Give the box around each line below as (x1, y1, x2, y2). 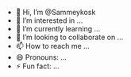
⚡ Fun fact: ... (15, 61, 60, 71)
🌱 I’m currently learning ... (15, 24, 101, 33)
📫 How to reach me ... (15, 42, 90, 50)
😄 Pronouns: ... (15, 53, 67, 62)
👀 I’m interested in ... (15, 16, 83, 25)
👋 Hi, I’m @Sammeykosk (15, 8, 96, 16)
